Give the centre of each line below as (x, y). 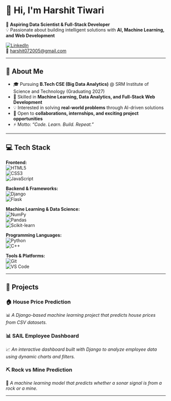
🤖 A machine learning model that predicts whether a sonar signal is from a (84, 383)
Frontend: (16, 162)
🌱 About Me (25, 71)
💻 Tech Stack (28, 147)
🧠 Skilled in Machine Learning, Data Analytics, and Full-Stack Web (84, 96)
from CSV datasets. (26, 322)
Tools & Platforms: (25, 255)
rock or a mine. (22, 388)
